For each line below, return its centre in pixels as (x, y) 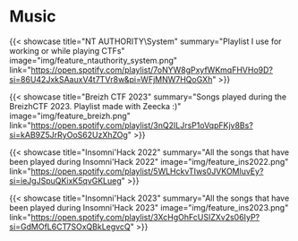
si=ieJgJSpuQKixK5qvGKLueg (66, 180)
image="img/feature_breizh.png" (70, 116)
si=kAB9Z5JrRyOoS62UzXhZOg (68, 134)
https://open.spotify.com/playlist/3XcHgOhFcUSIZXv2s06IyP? (145, 217)
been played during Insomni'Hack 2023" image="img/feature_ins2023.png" (149, 207)
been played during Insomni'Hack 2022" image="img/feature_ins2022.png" (149, 161)
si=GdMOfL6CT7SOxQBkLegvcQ (70, 227)
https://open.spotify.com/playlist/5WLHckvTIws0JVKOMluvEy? (147, 171)
